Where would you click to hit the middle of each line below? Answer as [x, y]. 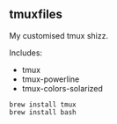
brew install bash [43, 112]
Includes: [26, 53]
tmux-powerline [51, 79]
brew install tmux [43, 105]
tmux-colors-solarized [62, 88]
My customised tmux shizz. [58, 35]
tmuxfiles [36, 15]
